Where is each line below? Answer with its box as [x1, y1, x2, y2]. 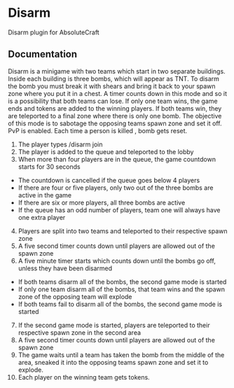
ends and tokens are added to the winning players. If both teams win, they [8, 104, 222, 113]
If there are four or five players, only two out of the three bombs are [18, 183, 214, 192]
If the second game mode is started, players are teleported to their [18, 321, 210, 329]
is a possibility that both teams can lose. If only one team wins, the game [8, 97, 218, 105]
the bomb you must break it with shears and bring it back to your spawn [8, 82, 216, 90]
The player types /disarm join [18, 140, 103, 148]
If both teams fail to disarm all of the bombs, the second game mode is [18, 300, 223, 308]
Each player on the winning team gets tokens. [18, 373, 150, 381]
